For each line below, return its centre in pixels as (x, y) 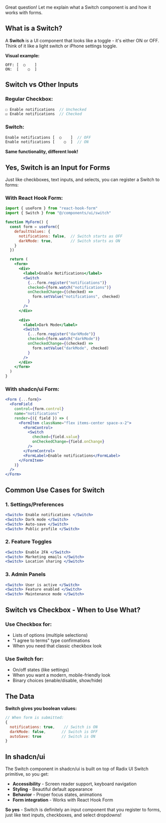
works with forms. (24, 13)
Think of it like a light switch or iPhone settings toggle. (61, 46)
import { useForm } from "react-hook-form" (52, 208)
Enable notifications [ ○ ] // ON (47, 142)
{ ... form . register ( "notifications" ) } (67, 283)
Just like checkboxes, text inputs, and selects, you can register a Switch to (82, 180)
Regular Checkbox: (29, 99)
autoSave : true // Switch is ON (53, 736)
